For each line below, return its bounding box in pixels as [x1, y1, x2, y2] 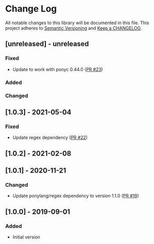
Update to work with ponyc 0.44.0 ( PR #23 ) [12, 66, 103, 72]
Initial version [12, 234, 40, 240]
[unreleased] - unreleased [5, 40, 89, 48]
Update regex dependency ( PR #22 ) [12, 135, 88, 141]
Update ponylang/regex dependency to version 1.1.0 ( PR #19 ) [12, 193, 139, 199]
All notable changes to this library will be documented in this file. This [5, 20, 149, 26]
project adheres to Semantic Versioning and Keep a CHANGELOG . [5, 25, 142, 31]
